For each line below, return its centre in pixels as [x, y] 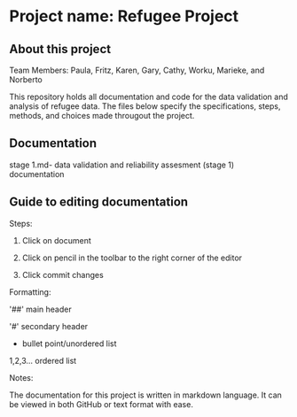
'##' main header [41, 309]
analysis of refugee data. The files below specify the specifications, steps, [145, 106]
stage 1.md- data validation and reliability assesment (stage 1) [122, 165]
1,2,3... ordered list [43, 360]
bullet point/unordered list [69, 344]
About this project [60, 49]
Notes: [21, 377]
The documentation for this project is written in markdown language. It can [145, 395]
